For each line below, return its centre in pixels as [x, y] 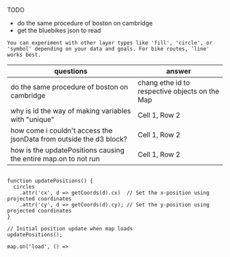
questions [71, 71]
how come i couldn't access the [62, 131]
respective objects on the [179, 91]
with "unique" [33, 119]
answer [179, 71]
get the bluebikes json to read [59, 30]
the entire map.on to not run [55, 159]
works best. [24, 55]
